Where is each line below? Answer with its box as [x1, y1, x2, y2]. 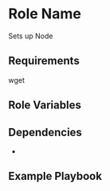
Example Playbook [8, 170, 102, 183]
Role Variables [8, 99, 81, 112]
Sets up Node [8, 31, 53, 41]
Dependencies [8, 125, 82, 139]
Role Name [8, 5, 81, 23]
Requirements [8, 54, 80, 68]
